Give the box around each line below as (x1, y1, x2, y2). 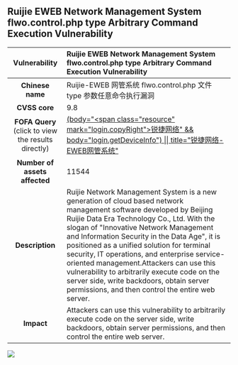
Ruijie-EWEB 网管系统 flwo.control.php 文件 (66, 80, 212, 89)
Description (15, 240, 56, 250)
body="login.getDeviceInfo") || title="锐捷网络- (66, 135, 225, 145)
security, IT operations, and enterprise (66, 249, 194, 258)
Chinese (21, 80, 50, 90)
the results (17, 134, 53, 144)
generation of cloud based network (66, 195, 184, 205)
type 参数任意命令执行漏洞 (66, 90, 154, 100)
